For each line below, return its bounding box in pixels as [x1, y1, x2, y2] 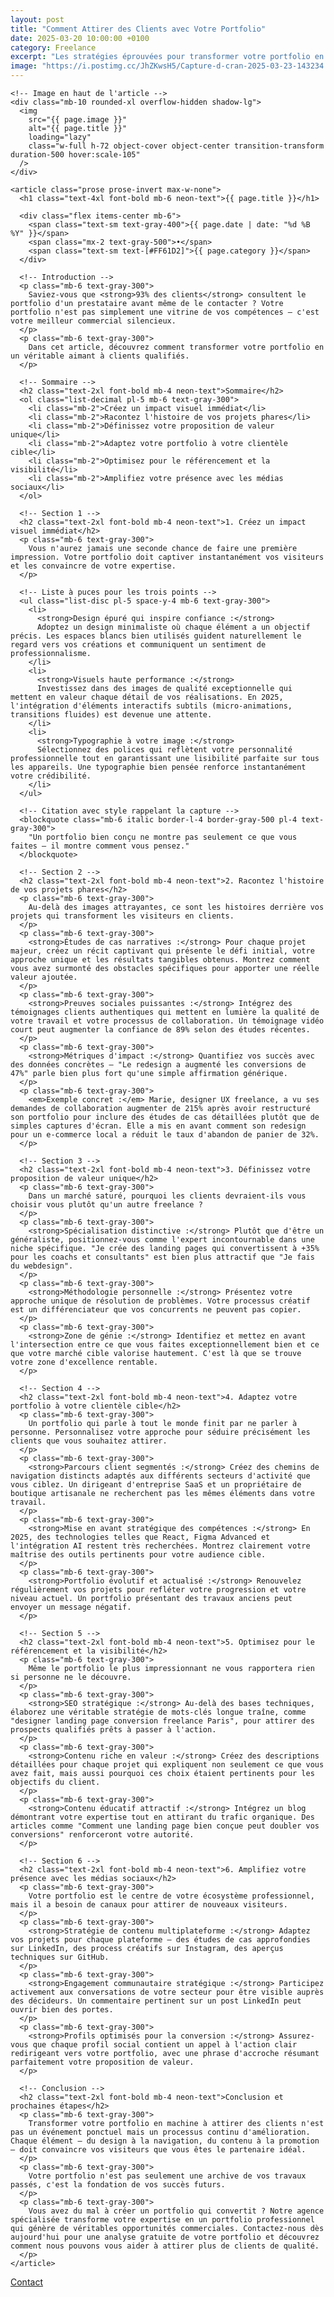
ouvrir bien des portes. [10, 2005, 114, 2015]
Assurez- [278, 2031, 315, 2041]
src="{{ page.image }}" [28, 115, 128, 125]
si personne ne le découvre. [10, 1672, 132, 1682]
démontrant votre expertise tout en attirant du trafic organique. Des [10, 1812, 315, 1822]
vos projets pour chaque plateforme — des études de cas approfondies [10, 1935, 311, 1945]
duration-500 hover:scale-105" [10, 150, 141, 160]
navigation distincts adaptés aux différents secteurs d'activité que [10, 1471, 311, 1481]
